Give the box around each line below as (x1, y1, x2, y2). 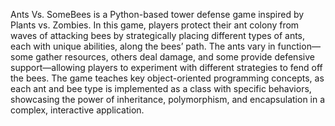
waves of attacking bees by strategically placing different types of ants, (10, 30, 306, 41)
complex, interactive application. (10, 104, 145, 116)
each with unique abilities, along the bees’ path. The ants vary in (10, 40, 276, 52)
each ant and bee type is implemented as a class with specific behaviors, (10, 83, 312, 94)
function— (277, 40, 321, 52)
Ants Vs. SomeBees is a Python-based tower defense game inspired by (10, 9, 305, 20)
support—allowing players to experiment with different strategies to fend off (10, 62, 323, 73)
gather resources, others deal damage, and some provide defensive (35, 51, 315, 63)
